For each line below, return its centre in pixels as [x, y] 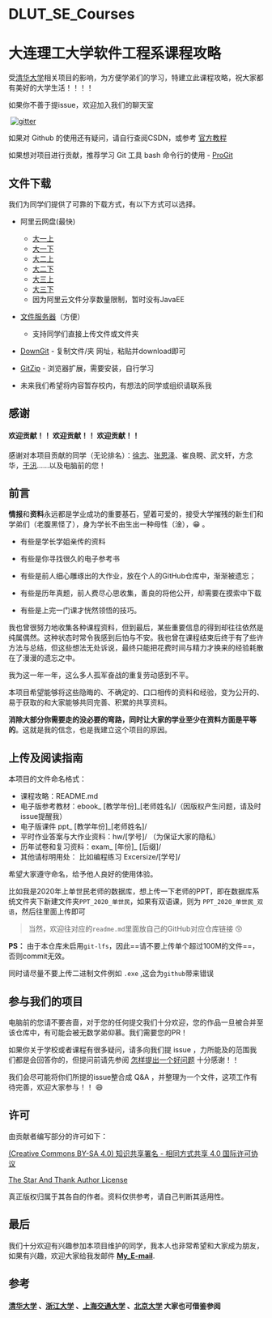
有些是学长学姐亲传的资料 [63, 542]
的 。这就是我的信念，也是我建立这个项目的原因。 [90, 730]
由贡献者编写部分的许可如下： [58, 1136]
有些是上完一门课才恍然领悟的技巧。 [81, 610]
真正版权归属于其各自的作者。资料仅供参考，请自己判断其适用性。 [118, 1196]
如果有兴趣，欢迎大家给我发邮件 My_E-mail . [82, 1256]
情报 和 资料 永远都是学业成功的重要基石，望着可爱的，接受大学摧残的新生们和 [136, 514]
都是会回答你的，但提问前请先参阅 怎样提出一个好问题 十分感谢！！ [127, 1060]
